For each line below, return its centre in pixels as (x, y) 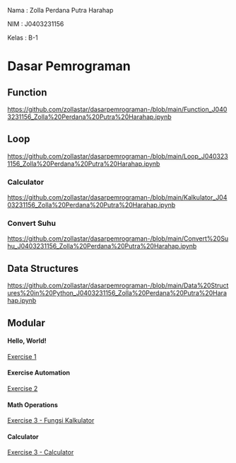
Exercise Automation (39, 373)
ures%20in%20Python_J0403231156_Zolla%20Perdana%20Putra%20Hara (117, 293)
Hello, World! (27, 341)
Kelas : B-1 (23, 38)
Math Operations (33, 405)
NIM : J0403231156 (36, 24)
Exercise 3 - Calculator (41, 452)
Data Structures (43, 268)
